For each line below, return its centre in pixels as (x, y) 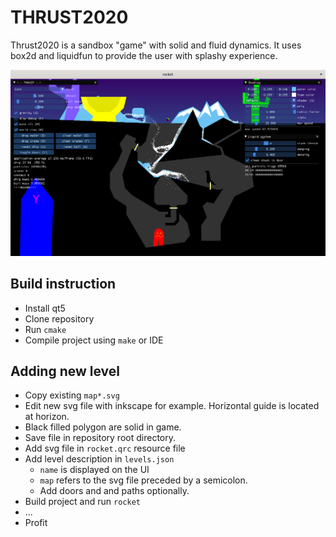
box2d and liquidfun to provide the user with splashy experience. (144, 55)
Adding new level (65, 371)
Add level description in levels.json (99, 459)
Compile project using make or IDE (94, 340)
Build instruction (63, 284)
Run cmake (45, 329)
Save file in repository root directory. (100, 438)
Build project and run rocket (82, 502)
